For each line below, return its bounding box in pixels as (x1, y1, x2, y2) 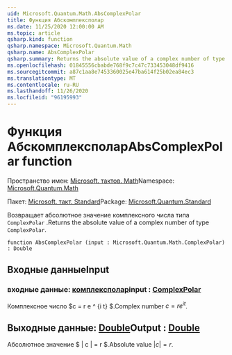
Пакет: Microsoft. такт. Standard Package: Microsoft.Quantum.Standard (7, 197, 212, 206)
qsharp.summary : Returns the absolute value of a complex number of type (7, 56, 226, 63)
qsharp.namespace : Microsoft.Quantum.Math (7, 42, 132, 49)
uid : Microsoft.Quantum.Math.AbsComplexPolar (7, 10, 141, 17)
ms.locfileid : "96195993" (7, 94, 82, 101)
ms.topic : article (7, 29, 60, 37)
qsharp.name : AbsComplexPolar (7, 49, 95, 56)
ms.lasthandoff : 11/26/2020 (7, 88, 89, 94)
